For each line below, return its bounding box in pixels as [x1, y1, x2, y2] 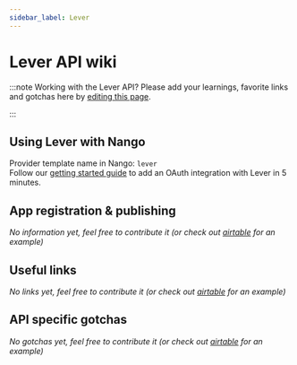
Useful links [9, 262, 78, 278]
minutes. [9, 177, 42, 188]
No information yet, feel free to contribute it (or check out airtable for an [9, 227, 276, 238]
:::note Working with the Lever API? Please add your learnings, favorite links [9, 82, 289, 92]
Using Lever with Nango [9, 134, 146, 149]
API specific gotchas [9, 312, 128, 327]
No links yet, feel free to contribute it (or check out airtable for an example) [9, 286, 286, 297]
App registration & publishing [9, 203, 176, 218]
